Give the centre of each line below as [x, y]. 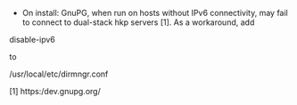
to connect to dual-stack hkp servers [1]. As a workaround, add [138, 22]
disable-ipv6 [33, 40]
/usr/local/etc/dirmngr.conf [59, 74]
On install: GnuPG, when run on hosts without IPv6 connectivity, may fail [155, 13]
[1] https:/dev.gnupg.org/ [55, 91]
